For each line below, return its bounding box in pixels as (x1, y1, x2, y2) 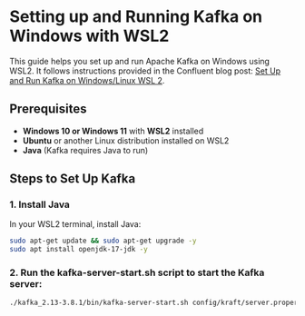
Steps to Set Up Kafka (9, 171, 136, 187)
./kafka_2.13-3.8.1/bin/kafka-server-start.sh (9, 298, 189, 308)
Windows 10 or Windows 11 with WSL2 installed (22, 125, 204, 136)
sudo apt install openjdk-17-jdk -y (9, 245, 148, 254)
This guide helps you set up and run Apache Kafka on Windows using (9, 55, 271, 66)
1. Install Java (9, 198, 71, 211)
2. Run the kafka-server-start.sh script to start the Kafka (9, 266, 265, 279)
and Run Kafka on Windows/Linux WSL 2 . (9, 74, 165, 85)
